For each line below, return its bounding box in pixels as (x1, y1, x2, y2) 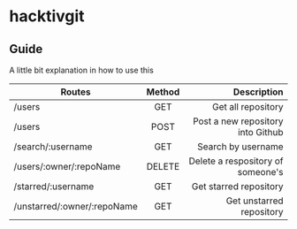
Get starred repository (191, 180, 284, 192)
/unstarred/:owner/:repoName (13, 201, 139, 212)
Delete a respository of (188, 155, 284, 167)
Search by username (197, 141, 284, 152)
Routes (60, 86, 91, 98)
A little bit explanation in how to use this (9, 65, 155, 75)
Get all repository (211, 101, 284, 112)
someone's (237, 166, 284, 178)
